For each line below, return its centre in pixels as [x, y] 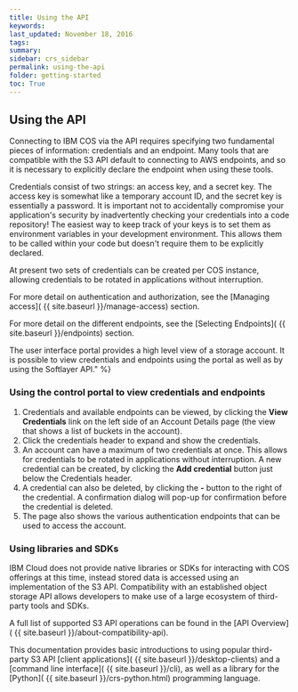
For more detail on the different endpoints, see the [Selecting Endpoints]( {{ [148, 324]
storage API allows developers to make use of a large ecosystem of [133, 597]
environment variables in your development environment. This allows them [146, 234]
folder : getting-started [55, 76]
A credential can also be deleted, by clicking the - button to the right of [152, 487]
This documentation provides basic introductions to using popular [130, 650]
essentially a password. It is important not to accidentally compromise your [147, 206]
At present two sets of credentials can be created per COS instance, [134, 270]
